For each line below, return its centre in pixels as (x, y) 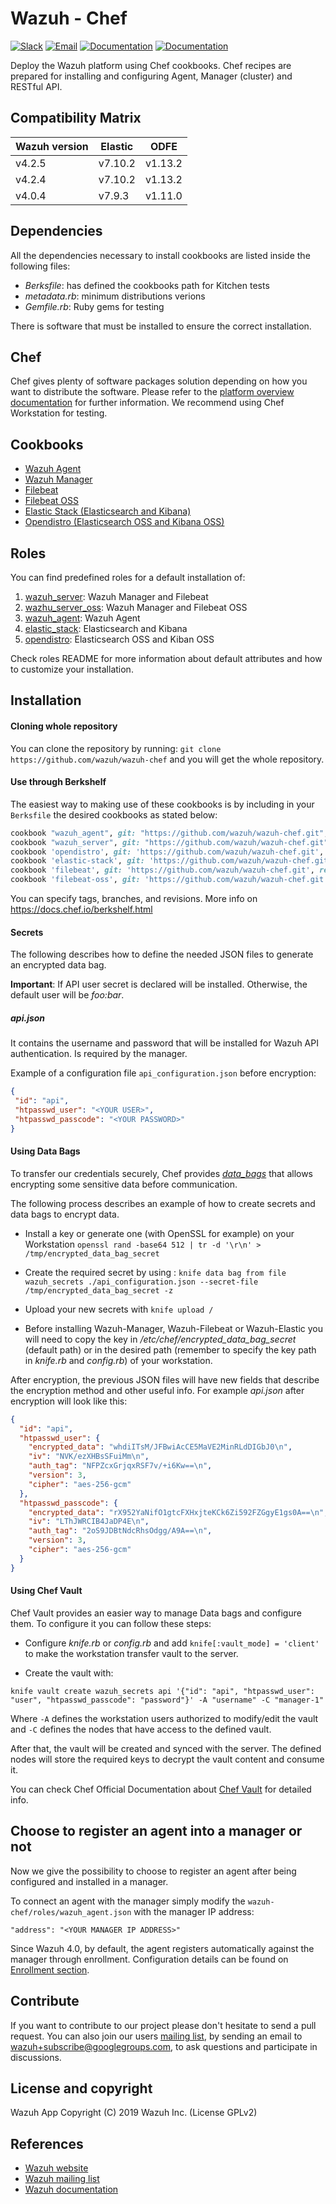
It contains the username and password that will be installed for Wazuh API (164, 1043)
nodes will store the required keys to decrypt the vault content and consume (167, 1759)
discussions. (36, 2057)
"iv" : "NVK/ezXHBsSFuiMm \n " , (89, 1457)
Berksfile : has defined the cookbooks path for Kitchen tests (147, 285)
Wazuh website (56, 2168)
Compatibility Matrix (76, 118)
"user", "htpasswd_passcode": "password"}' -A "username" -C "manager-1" (167, 1700)
